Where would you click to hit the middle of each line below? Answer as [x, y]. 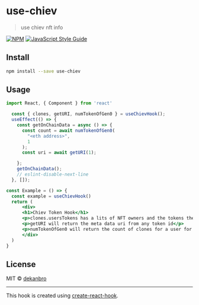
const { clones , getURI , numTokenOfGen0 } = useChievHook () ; [89, 114]
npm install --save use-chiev [44, 71]
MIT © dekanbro [26, 279]
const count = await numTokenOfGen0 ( [68, 131]
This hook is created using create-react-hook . [62, 296]
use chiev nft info [42, 27]
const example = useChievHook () [52, 196]
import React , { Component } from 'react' [59, 103]
